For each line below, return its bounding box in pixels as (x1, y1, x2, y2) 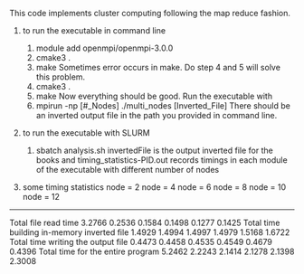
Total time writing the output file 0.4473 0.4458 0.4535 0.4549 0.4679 (9, 237, 273, 247)
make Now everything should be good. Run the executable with (35, 90, 273, 101)
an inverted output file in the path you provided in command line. (35, 110, 278, 120)
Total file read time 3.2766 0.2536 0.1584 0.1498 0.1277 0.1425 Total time (9, 217, 280, 228)
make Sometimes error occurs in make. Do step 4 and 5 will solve (35, 62, 280, 72)
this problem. (35, 71, 86, 82)
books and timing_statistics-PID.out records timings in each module (35, 155, 288, 165)
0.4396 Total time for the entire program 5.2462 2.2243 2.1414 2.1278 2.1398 (9, 246, 295, 257)
